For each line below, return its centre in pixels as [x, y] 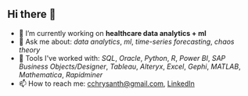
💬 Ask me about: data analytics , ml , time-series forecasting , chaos [127, 41]
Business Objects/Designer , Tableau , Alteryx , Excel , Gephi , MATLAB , [129, 66]
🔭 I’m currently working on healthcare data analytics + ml [112, 33]
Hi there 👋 [32, 14]
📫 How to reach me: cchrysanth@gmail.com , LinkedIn [106, 84]
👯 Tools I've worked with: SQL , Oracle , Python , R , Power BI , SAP [122, 58]
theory [29, 50]
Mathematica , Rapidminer [61, 74]
